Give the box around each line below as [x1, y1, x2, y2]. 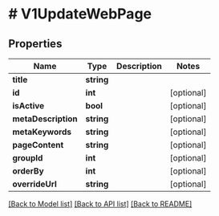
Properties [8, 37, 63, 51]
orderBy [12, 165, 44, 177]
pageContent [12, 140, 64, 150]
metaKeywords [12, 126, 72, 137]
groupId [12, 153, 43, 163]
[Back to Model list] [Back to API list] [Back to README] [8, 199, 193, 209]
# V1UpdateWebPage [8, 5, 152, 23]
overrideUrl [12, 178, 58, 190]
